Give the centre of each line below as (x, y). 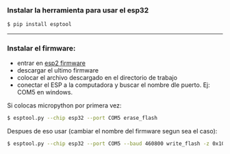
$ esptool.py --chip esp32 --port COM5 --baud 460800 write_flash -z (108, 144)
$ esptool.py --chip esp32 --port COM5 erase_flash (82, 118)
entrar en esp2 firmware (51, 63)
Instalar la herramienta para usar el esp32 (78, 10)
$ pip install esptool (39, 25)
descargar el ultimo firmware (58, 70)
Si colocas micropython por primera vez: (64, 105)
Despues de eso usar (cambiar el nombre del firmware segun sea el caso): (112, 131)
